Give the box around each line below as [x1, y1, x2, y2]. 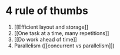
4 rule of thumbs [5, 4, 89, 18]
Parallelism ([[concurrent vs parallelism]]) [14, 42, 115, 49]
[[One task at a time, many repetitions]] [14, 29, 109, 36]
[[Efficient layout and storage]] [14, 23, 89, 30]
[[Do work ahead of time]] [14, 36, 77, 43]
